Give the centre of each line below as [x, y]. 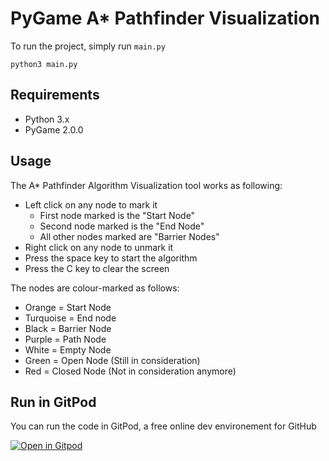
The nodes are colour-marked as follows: [95, 288]
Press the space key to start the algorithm [111, 258]
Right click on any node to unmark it [99, 247]
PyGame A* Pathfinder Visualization [165, 18]
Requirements [55, 95]
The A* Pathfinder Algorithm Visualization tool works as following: [146, 185]
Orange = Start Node [68, 307]
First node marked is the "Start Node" [117, 215]
